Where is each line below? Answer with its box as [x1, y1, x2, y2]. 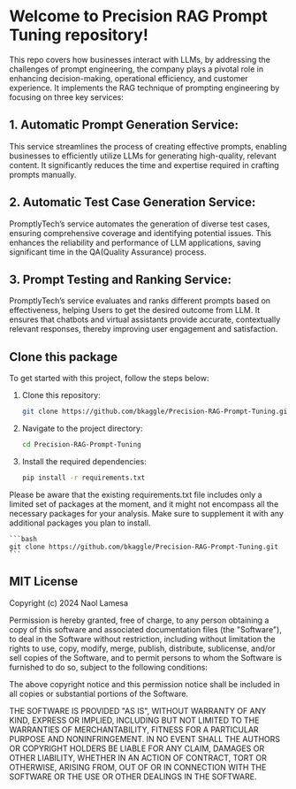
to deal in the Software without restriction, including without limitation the [9, 633, 276, 644]
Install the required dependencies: [21, 456, 148, 466]
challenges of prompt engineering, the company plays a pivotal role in [9, 64, 263, 74]
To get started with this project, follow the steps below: [9, 373, 209, 384]
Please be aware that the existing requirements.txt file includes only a [9, 489, 262, 500]
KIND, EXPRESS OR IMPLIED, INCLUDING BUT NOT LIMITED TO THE [9, 715, 260, 725]
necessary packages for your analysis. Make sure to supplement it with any [9, 508, 285, 518]
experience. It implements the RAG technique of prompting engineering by [9, 82, 280, 93]
